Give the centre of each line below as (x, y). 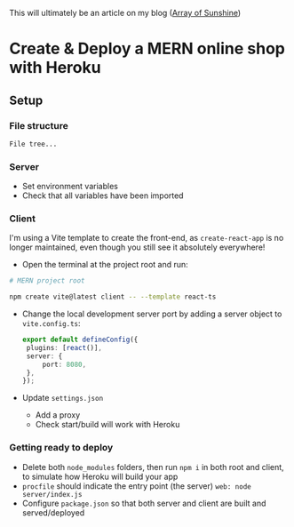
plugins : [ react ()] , (64, 347)
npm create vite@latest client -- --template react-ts (113, 297)
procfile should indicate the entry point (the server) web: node (136, 486)
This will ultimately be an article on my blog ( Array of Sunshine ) (125, 13)
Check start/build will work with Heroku (107, 425)
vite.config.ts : (52, 323)
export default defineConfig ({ (80, 340)
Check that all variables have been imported (103, 196)
